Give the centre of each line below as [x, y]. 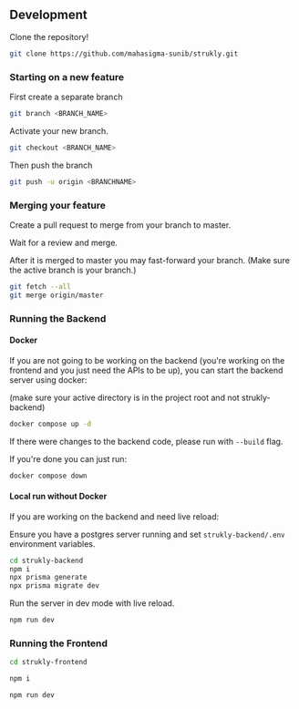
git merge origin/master [57, 295]
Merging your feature [58, 205]
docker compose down [49, 476]
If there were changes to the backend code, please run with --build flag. [146, 441]
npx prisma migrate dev [55, 586]
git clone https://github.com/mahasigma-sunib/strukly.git [124, 54]
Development [49, 15]
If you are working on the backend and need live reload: [114, 516]
